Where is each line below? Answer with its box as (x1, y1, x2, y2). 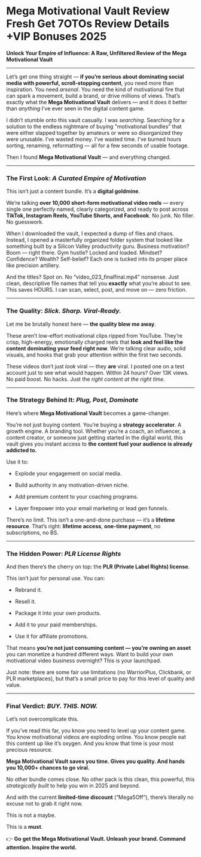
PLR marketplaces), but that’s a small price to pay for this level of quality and (6, 675, 195, 682)
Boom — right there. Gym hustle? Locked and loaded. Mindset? (6, 249, 163, 256)
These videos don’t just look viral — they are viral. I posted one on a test (6, 362, 185, 370)
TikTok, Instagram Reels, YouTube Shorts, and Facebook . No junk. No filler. (6, 212, 195, 219)
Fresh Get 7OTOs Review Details (6, 17, 169, 31)
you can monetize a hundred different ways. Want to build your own (6, 651, 173, 658)
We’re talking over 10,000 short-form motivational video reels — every (6, 199, 184, 207)
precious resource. (6, 746, 53, 753)
